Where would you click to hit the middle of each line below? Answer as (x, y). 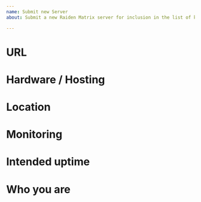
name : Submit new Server (37, 12)
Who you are (38, 189)
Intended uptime (48, 162)
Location (28, 107)
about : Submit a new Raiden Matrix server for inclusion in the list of (99, 17)
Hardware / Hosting (56, 79)
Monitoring (34, 135)
